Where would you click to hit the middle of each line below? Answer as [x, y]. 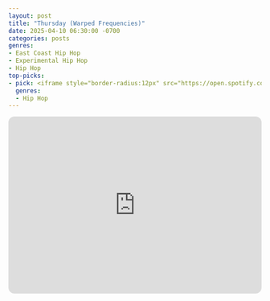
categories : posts [39, 38]
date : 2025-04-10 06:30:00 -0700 [64, 31]
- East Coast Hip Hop [45, 53]
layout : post [30, 16]
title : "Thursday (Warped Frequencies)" [77, 23]
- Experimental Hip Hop [48, 61]
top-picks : [27, 76]
